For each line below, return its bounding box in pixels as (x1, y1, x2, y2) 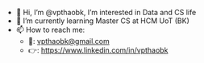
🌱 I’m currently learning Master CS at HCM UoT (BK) (15, 16, 189, 26)
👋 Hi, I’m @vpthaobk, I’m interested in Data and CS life (15, 8, 197, 17)
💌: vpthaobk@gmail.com (27, 37, 110, 45)
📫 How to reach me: (15, 25, 85, 34)
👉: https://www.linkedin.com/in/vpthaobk (27, 45, 169, 55)
